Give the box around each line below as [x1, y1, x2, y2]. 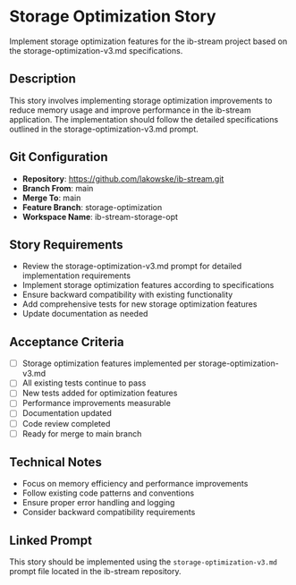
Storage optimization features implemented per [21, 358, 197, 369]
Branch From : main [21, 182, 94, 193]
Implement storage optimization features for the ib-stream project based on [9, 36, 288, 47]
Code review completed [21, 418, 111, 428]
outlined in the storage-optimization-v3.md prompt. [9, 123, 199, 134]
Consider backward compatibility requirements [21, 507, 196, 518]
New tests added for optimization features [21, 387, 178, 399]
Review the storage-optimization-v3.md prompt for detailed [21, 261, 242, 272]
